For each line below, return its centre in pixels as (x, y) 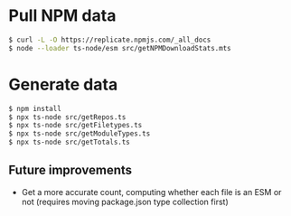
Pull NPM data (62, 16)
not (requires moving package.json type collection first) (125, 202)
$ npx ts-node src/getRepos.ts (67, 117)
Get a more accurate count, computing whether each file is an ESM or (151, 192)
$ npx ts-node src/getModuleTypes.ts (80, 134)
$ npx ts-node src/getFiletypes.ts (75, 126)
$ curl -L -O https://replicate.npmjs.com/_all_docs (110, 40)
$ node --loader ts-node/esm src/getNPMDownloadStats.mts (120, 48)
